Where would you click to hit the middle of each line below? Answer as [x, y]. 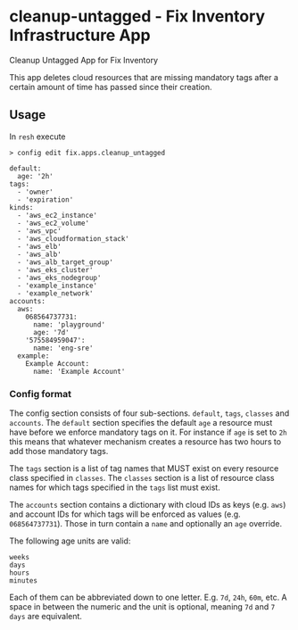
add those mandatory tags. [59, 452]
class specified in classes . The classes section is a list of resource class [142, 478]
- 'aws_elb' [40, 246]
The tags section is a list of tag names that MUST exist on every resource [144, 468]
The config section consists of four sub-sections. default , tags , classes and [149, 413]
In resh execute [37, 137]
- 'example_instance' [58, 286]
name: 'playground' [69, 324]
